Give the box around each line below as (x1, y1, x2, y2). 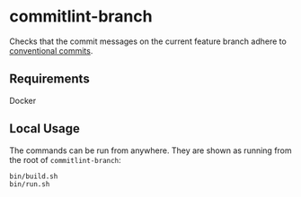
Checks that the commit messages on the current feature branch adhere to (9, 36, 288, 47)
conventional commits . (9, 45, 93, 56)
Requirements (9, 72, 90, 87)
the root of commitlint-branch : (9, 154, 121, 165)
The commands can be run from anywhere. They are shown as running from (9, 145, 292, 156)
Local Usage (9, 121, 81, 136)
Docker (9, 95, 37, 106)
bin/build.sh (9, 172, 58, 181)
